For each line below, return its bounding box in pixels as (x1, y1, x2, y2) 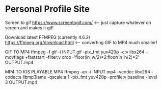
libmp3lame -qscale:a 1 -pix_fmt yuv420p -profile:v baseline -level (22, 74, 157, 80)
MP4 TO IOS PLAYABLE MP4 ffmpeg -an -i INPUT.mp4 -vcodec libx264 (5, 68, 151, 74)
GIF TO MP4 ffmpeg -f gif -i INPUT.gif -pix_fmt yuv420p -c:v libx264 (5, 49, 145, 55)
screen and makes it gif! (5, 24, 54, 30)
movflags (5, 54, 24, 60)
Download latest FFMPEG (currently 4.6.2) (5, 34, 91, 40)
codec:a (5, 74, 22, 80)
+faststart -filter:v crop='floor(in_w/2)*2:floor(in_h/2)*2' (25, 54, 139, 60)
